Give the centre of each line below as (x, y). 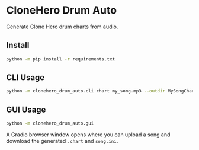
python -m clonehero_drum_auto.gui (50, 123)
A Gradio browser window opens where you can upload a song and (88, 135)
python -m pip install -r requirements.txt (61, 59)
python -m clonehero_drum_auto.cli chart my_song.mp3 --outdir (86, 91)
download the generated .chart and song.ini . (62, 141)
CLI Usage (25, 78)
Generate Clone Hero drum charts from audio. (62, 27)
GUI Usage (26, 109)
